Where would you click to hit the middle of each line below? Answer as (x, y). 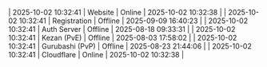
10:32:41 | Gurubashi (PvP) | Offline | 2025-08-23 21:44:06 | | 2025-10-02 (130, 46)
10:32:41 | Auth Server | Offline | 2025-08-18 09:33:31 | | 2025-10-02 (122, 29)
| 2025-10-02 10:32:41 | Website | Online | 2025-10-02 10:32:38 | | (117, 12)
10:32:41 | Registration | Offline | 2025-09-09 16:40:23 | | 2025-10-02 (133, 21)
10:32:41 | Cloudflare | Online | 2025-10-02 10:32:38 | (96, 55)
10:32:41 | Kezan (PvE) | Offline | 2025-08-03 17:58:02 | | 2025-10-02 (123, 37)
